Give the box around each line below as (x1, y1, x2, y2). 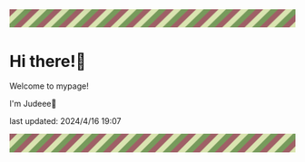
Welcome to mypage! (9, 81, 89, 91)
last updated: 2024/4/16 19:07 (9, 116, 122, 127)
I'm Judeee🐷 (9, 99, 57, 110)
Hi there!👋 (9, 51, 86, 71)
